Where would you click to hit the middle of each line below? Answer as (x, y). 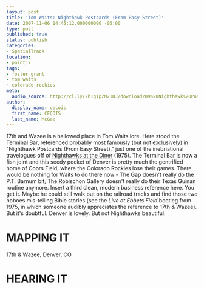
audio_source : (29, 96)
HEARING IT (37, 279)
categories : (21, 46)
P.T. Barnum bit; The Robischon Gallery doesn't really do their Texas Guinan (101, 181)
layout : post (23, 12)
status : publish (27, 40)
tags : (13, 68)
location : (19, 57)
